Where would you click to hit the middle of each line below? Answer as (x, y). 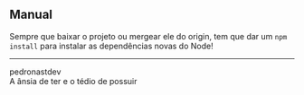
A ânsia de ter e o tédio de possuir (73, 81)
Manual (31, 15)
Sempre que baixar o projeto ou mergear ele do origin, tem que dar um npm (148, 36)
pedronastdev (35, 72)
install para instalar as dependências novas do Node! (112, 46)
